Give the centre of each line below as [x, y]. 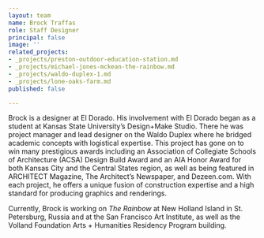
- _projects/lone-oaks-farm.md [60, 81]
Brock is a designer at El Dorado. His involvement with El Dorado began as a [132, 118]
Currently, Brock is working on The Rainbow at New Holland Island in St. [126, 209]
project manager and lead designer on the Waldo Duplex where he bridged [130, 135]
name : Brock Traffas [42, 23]
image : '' [25, 45]
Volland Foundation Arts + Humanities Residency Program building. [117, 225]
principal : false [37, 37]
